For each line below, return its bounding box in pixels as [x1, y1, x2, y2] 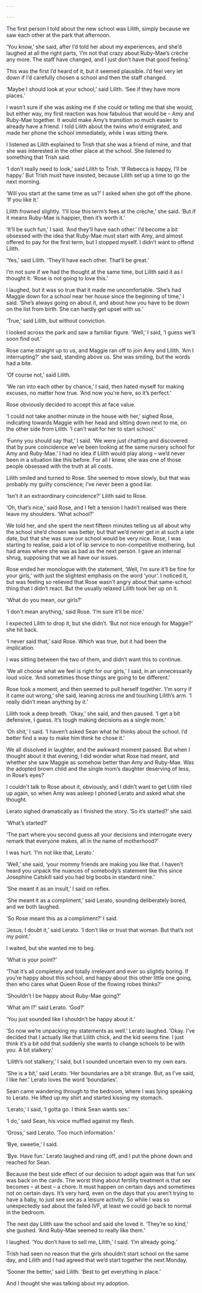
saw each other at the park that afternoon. [6, 31, 111, 38]
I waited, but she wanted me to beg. [6, 944, 95, 951]
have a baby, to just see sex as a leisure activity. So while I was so [6, 1196, 170, 1203]
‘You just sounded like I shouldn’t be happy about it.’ [6, 1015, 135, 1022]
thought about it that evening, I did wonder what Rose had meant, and [6, 752, 179, 760]
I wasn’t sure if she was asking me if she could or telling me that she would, [6, 103, 194, 111]
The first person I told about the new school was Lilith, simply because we [6, 25, 190, 32]
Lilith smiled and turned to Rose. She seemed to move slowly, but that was [6, 474, 191, 481]
